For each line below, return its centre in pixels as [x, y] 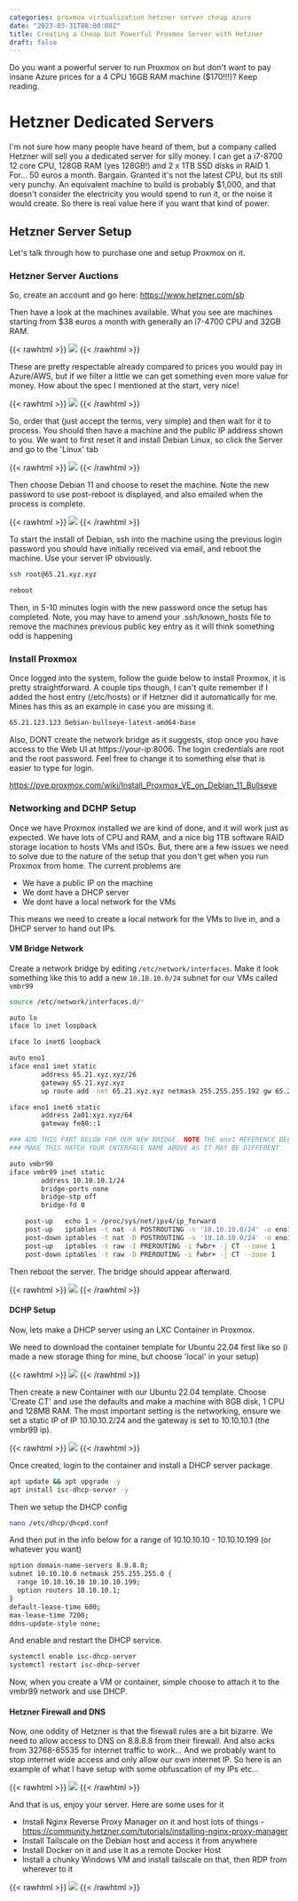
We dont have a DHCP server [75, 892]
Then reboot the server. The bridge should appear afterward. [121, 1271]
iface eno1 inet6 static [55, 1107]
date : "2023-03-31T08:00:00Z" [65, 26]
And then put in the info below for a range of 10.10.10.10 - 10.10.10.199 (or [141, 1540]
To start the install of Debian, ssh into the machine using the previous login [145, 539]
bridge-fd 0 [63, 1205]
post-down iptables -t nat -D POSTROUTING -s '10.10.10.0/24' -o [149, 1237]
